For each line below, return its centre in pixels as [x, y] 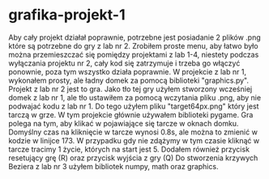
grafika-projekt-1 [67, 15]
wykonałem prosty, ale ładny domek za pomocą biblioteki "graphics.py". [129, 80]
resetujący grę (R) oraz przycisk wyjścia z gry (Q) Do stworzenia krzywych [133, 158]
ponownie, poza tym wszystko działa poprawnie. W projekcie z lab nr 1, [128, 71]
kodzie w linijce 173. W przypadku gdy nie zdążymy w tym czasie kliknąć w [134, 140]
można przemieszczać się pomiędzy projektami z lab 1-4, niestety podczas [134, 54]
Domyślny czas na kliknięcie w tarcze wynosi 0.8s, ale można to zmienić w [133, 132]
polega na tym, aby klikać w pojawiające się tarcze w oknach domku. [124, 123]
